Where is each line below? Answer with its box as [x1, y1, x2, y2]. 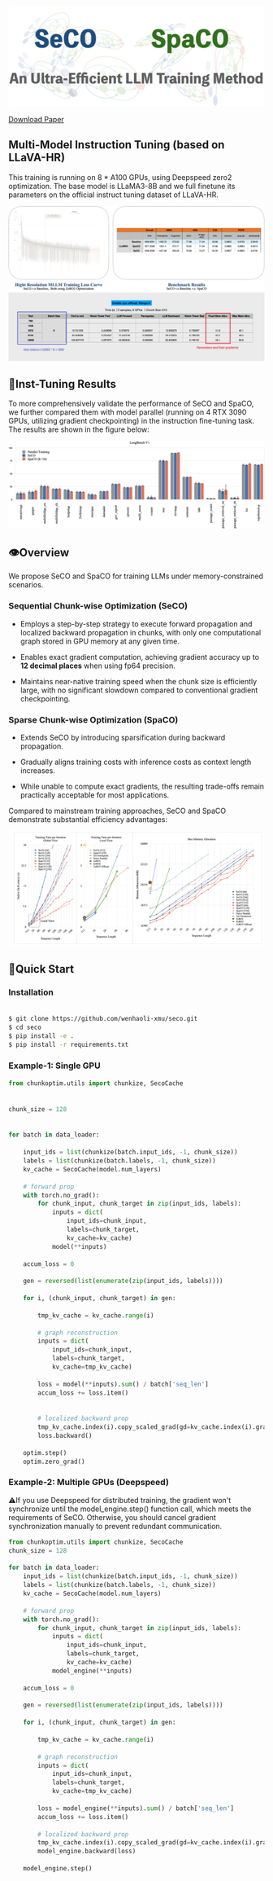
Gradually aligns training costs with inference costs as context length [19, 757, 252, 767]
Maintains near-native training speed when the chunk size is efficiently [19, 676, 258, 686]
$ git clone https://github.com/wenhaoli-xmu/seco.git [8, 1015, 198, 1023]
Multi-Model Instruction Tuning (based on [8, 138, 225, 152]
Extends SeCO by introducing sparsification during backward [19, 732, 226, 742]
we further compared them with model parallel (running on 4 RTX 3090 [8, 407, 247, 417]
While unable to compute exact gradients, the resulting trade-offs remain [19, 781, 265, 791]
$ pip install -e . [8, 1032, 75, 1040]
